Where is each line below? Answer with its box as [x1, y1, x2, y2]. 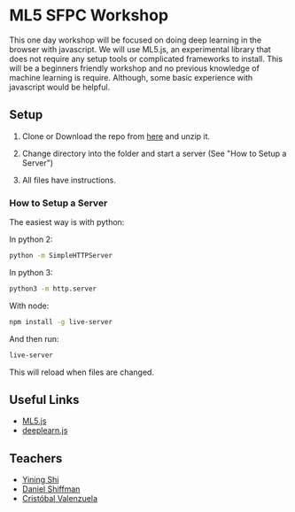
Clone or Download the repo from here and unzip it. [21, 130, 211, 142]
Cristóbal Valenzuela [21, 493, 98, 504]
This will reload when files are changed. [9, 367, 155, 377]
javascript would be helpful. [9, 81, 111, 92]
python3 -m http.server [9, 284, 97, 293]
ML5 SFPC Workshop [9, 5, 169, 26]
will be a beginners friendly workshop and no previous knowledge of [9, 63, 260, 74]
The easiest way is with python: [9, 217, 125, 228]
